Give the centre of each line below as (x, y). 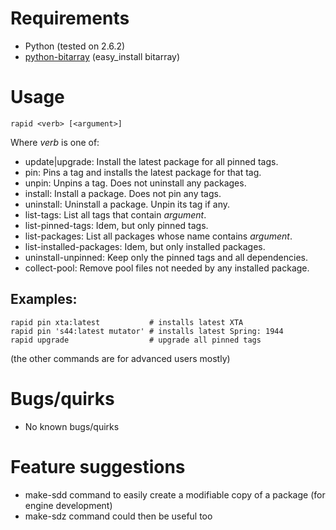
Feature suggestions (98, 466)
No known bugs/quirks (72, 426)
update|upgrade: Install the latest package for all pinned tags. (151, 161)
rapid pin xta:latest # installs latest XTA (127, 322)
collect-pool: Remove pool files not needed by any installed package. (167, 268)
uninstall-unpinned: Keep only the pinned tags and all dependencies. (166, 257)
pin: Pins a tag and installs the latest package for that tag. (143, 172)
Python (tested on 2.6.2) (75, 46)
